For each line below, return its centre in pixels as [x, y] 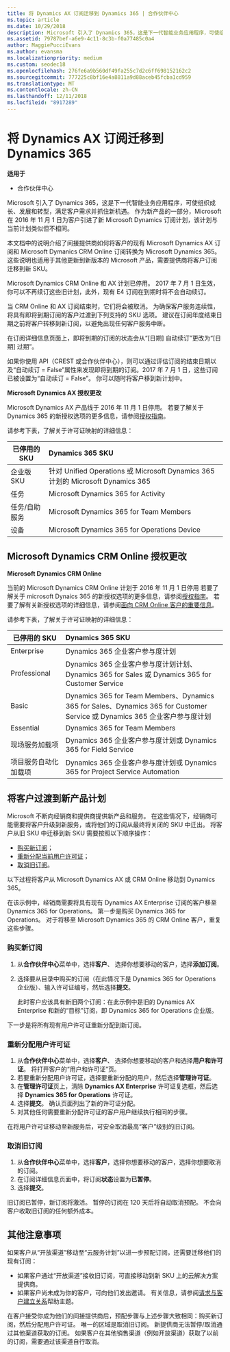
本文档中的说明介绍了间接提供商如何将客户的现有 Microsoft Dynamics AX [110, 243]
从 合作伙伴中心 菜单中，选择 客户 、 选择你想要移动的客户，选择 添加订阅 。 [120, 964]
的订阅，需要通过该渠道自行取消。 [55, 1342]
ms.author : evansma [35, 52]
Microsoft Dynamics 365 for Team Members [120, 511]
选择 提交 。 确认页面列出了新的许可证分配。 [78, 1103]
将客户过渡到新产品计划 [56, 799]
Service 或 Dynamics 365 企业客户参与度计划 [138, 716]
